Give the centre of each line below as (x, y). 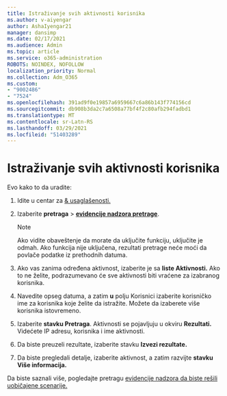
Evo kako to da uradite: (39, 187)
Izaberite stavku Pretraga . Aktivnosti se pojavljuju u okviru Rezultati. (114, 324)
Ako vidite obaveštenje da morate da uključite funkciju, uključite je (110, 240)
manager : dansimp (32, 33)
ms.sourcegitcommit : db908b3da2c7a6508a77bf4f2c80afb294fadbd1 (99, 109)
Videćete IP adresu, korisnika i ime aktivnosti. (81, 331)
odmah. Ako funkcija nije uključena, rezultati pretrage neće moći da (112, 248)
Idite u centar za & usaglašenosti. (64, 201)
